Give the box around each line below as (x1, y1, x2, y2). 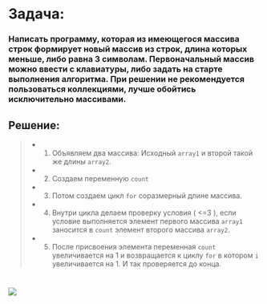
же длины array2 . (51, 156, 111, 166)
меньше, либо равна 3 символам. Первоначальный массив (8, 54, 255, 65)
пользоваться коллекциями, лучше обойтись (8, 83, 196, 95)
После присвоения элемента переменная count (51, 241, 216, 251)
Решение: (8, 118, 60, 132)
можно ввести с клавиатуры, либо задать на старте (8, 63, 223, 75)
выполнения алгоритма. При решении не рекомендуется (8, 74, 245, 85)
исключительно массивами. (8, 94, 127, 105)
